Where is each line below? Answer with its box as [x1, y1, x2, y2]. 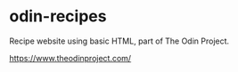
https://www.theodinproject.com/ [9, 52, 132, 63]
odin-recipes [9, 6, 107, 27]
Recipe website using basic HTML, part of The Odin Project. [9, 36, 230, 46]
